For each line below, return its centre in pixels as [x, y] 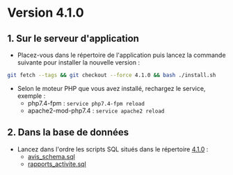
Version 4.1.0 [46, 13]
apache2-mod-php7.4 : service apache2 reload [96, 110]
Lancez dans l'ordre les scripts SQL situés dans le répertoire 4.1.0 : [113, 149]
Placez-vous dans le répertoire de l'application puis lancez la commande [121, 55]
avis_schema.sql [51, 156]
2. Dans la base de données [68, 132]
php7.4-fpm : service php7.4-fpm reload [86, 103]
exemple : [31, 96]
